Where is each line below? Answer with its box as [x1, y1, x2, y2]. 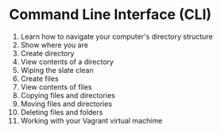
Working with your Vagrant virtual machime [20, 116, 163, 125]
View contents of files [20, 82, 92, 92]
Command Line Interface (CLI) [9, 6, 212, 24]
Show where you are [20, 40, 88, 49]
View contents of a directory [20, 57, 114, 66]
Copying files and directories [20, 90, 116, 100]
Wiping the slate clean [20, 65, 94, 74]
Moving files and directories [20, 99, 113, 108]
